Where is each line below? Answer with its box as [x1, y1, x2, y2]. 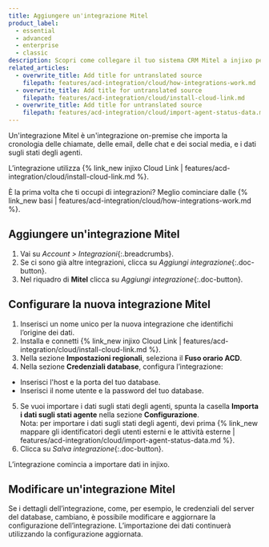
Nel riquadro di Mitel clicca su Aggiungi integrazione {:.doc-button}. [19, 274, 243, 284]
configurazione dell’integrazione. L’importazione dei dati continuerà [8, 521, 231, 530]
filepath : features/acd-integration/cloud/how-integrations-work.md [22, 79, 256, 87]
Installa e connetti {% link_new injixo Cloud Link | [19, 336, 182, 346]
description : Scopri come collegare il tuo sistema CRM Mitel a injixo [8, 57, 252, 65]
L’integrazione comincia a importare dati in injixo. [8, 459, 171, 469]
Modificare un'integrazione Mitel [8, 483, 176, 496]
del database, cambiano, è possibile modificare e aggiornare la [8, 513, 216, 522]
